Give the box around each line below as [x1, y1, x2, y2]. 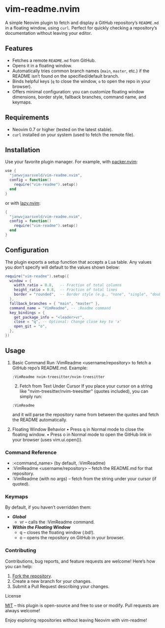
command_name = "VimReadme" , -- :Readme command [9, 305, 111, 310]
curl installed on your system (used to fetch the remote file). [12, 132, 135, 137]
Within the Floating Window [12, 524, 71, 530]
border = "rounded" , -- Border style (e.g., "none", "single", [14, 292, 148, 297]
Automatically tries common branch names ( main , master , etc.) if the [12, 68, 150, 74]
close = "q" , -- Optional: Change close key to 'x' [14, 319, 122, 325]
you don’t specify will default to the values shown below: [5, 264, 120, 270]
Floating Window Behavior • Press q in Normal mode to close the [12, 426, 144, 432]
